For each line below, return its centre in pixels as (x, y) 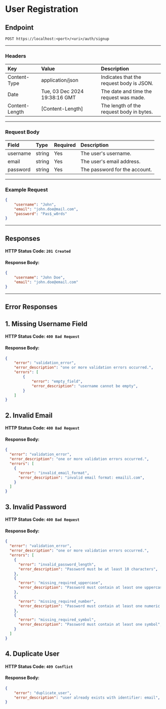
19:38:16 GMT (59, 98)
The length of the (121, 106)
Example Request (26, 190)
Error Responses (31, 307)
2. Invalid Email (29, 415)
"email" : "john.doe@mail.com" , (46, 209)
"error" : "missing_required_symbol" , (57, 620)
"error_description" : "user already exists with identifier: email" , (87, 698)
